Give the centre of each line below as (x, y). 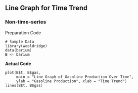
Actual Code (18, 64)
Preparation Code (23, 33)
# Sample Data (20, 42)
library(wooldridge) (26, 46)
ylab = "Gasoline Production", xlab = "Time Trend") (71, 81)
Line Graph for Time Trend (46, 8)
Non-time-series (26, 22)
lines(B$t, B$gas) (24, 85)
